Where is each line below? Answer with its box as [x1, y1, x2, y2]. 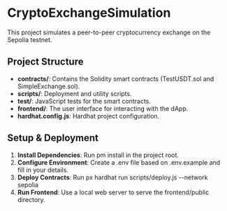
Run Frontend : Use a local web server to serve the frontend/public [17, 188, 210, 196]
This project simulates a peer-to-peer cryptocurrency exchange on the [7, 28, 211, 36]
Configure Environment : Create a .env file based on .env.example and [17, 158, 221, 166]
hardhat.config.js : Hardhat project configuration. [17, 111, 160, 120]
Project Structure [7, 56, 84, 68]
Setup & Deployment [7, 132, 99, 144]
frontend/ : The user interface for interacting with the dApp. [17, 104, 189, 113]
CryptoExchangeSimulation [7, 5, 171, 21]
